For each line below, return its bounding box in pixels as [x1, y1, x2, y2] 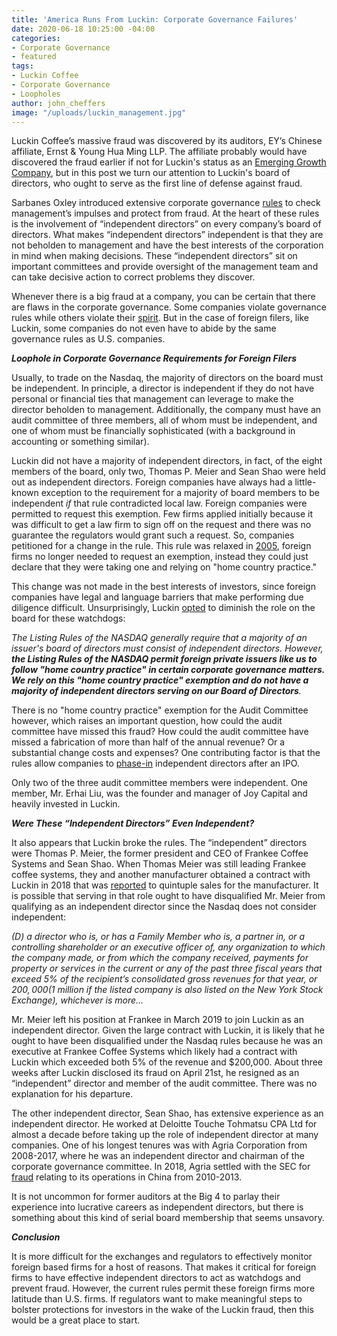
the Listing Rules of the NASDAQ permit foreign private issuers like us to [11, 653, 318, 665]
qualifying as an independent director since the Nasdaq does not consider [11, 901, 318, 913]
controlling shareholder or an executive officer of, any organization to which [11, 941, 326, 953]
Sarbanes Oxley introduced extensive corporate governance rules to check [11, 197, 321, 209]
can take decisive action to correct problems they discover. [11, 271, 256, 283]
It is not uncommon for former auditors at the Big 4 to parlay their [11, 1191, 281, 1203]
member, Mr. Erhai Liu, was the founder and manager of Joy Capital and [11, 787, 308, 800]
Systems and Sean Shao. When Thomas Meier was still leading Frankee [11, 858, 307, 870]
